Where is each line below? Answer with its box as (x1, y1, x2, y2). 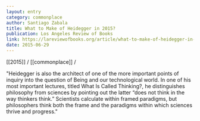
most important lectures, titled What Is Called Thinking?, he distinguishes (6, 82, 186, 89)
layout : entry (6, 8, 42, 15)
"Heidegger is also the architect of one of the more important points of (6, 70, 180, 77)
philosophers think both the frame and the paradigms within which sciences (6, 101, 192, 108)
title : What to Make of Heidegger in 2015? (6, 25, 116, 32)
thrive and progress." (6, 108, 58, 115)
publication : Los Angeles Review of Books (6, 31, 113, 37)
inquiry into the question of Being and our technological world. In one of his (6, 76, 192, 83)
